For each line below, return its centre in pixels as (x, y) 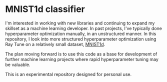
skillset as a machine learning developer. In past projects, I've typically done (84, 28)
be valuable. (18, 64)
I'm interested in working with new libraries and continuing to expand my (80, 23)
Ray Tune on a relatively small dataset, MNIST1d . (55, 44)
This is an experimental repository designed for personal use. (68, 74)
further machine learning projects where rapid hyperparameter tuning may (82, 59)
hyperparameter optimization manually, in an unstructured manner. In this (81, 33)
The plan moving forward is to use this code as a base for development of (81, 54)
